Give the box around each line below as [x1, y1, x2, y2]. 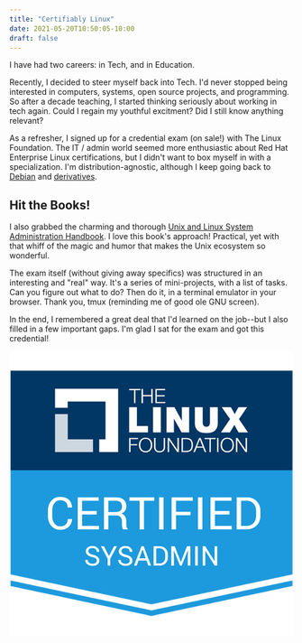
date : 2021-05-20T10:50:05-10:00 [9, 23, 135, 33]
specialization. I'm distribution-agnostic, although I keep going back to [9, 162, 271, 172]
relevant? [9, 116, 44, 126]
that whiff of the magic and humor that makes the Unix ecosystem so [9, 240, 266, 252]
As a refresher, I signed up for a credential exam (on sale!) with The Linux [9, 133, 282, 144]
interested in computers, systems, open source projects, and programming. [9, 87, 290, 98]
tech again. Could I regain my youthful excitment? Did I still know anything [9, 106, 284, 116]
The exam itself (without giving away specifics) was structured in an [9, 267, 263, 279]
